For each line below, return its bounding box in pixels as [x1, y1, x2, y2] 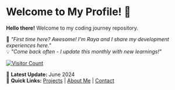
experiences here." [6, 42, 51, 49]
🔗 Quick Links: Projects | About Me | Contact [6, 77, 115, 84]
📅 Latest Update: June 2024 [6, 71, 75, 78]
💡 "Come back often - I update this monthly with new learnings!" [6, 48, 162, 55]
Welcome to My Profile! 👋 [6, 5, 131, 19]
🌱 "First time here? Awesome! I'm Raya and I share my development [6, 35, 169, 42]
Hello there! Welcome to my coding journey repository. [6, 24, 139, 31]
